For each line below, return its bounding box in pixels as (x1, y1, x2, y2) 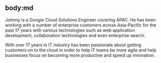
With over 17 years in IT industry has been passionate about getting (5, 42, 141, 48)
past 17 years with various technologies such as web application (5, 27, 135, 33)
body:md (5, 4, 33, 12)
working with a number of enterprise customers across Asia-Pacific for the (5, 22, 157, 28)
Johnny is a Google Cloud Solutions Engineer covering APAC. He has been (5, 17, 156, 22)
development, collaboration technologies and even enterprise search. (5, 32, 146, 38)
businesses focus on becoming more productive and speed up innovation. (5, 52, 156, 58)
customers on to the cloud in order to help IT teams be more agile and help (5, 47, 157, 53)
